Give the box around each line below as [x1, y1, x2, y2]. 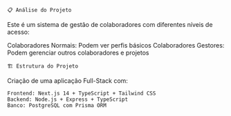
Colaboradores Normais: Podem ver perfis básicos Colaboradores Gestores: [7, 41, 225, 49]
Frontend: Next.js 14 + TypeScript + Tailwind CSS [7, 90, 156, 97]
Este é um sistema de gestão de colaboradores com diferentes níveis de [7, 21, 213, 28]
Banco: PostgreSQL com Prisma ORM [7, 102, 107, 109]
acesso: [7, 28, 30, 36]
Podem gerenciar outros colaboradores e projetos [7, 48, 150, 57]
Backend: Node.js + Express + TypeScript [7, 96, 129, 103]
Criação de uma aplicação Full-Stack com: [7, 77, 128, 85]
